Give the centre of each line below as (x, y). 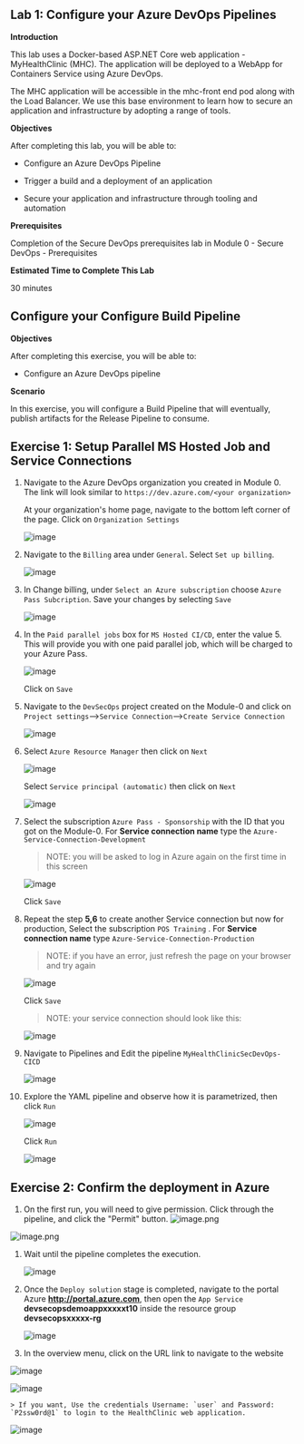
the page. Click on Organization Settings (101, 520)
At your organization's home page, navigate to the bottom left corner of (157, 510)
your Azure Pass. (55, 654)
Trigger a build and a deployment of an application (118, 180)
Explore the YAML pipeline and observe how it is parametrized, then (150, 1097)
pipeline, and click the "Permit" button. (96, 1219)
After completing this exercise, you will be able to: (103, 356)
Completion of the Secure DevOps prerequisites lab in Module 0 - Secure (147, 243)
